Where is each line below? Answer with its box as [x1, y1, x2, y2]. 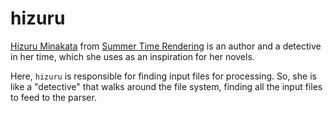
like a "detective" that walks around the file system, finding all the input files [10, 80, 323, 92]
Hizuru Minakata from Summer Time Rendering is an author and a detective [10, 40, 322, 52]
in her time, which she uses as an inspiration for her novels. [10, 50, 255, 62]
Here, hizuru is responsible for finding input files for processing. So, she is [10, 70, 317, 82]
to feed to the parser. [10, 91, 97, 103]
